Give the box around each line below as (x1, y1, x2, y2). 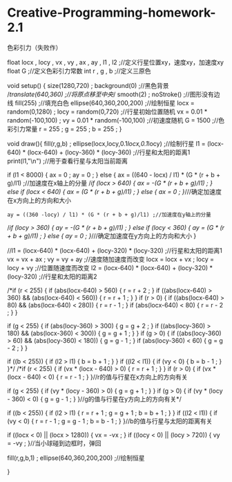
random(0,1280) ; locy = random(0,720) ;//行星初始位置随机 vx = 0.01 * (7, 107, 208, 116)
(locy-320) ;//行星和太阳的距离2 (7, 272, 98, 280)
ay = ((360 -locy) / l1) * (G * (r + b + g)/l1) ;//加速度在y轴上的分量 (7, 211, 212, 218)
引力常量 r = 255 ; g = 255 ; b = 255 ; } (12, 125, 122, 133)
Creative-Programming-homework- (7, 5, 216, 21)
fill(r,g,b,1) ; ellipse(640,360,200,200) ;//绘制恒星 (7, 454, 145, 462)
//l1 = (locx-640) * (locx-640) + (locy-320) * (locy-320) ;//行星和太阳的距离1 (7, 246, 222, 254)
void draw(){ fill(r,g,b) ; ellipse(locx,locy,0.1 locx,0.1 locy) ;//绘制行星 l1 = (7, 139, 206, 148)
